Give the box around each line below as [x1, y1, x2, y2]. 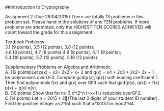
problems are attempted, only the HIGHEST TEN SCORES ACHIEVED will [5, 24, 151, 30]
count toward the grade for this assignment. [5, 29, 94, 35]
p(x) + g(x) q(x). [5, 85, 38, 90]
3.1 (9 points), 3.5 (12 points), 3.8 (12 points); [5, 44, 95, 50]
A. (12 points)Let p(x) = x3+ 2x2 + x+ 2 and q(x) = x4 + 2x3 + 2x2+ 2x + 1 [5, 69, 154, 75]
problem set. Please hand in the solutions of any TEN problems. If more [5, 19, 149, 25]
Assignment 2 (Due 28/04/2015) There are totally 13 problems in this [5, 14, 144, 19]
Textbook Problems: [5, 39, 46, 45]
